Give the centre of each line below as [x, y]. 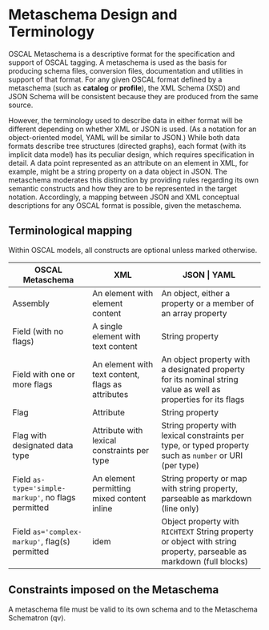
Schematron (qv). [37, 617]
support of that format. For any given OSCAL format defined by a [115, 79]
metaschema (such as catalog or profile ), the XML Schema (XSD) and [124, 88]
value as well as [191, 389]
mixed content [119, 498]
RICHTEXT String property [207, 532]
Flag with [30, 435]
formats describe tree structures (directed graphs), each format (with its [127, 146]
